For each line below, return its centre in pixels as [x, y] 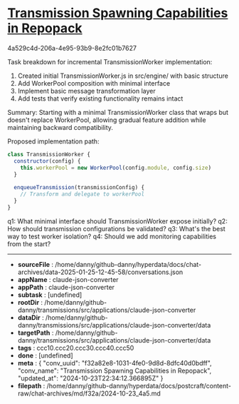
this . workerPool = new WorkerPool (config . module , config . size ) [116, 168]
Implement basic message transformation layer [86, 91]
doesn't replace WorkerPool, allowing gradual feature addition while [107, 120]
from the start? [29, 243]
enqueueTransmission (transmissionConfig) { [79, 188]
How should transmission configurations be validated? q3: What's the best [116, 228]
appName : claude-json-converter [68, 279]
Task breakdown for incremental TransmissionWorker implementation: [110, 61]
